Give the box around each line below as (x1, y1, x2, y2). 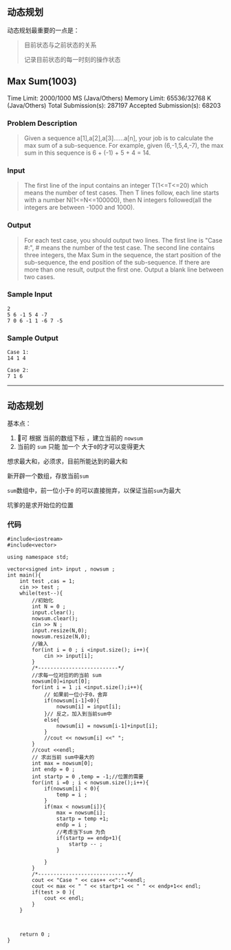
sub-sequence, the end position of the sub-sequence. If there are (23, 258, 210, 266)
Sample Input (7, 289, 53, 299)
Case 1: (7, 349, 30, 356)
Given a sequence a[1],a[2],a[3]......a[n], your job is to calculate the (23, 133, 214, 142)
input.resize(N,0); (32, 628, 88, 634)
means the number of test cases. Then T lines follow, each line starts (23, 188, 219, 197)
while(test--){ (19, 590, 63, 597)
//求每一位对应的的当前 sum (32, 672, 102, 679)
